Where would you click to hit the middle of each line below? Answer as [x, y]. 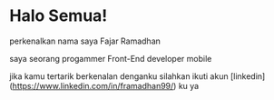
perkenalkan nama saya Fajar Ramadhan [85, 41]
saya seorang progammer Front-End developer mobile [111, 58]
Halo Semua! [59, 16]
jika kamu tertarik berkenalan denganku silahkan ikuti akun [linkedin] [137, 76]
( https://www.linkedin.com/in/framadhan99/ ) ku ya [104, 85]
